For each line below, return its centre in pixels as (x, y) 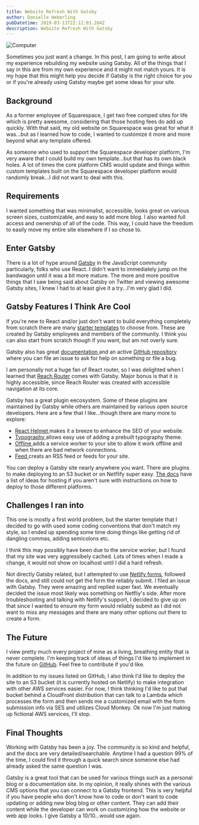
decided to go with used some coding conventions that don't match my (93, 526)
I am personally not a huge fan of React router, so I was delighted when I (95, 370)
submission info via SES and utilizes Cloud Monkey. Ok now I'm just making (99, 708)
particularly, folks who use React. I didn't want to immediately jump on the (97, 269)
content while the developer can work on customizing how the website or (96, 809)
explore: (16, 419)
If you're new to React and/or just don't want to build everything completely (99, 321)
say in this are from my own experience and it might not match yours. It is (96, 70)
